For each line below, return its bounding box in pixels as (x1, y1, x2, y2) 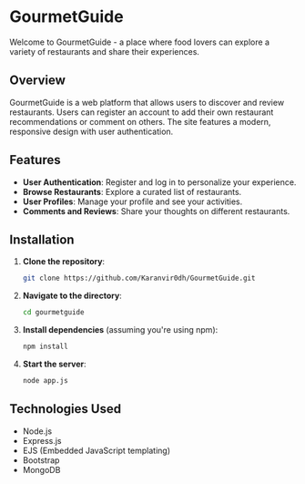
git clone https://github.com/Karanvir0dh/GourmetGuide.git (22, 273, 256, 283)
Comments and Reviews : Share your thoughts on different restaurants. (22, 205, 290, 216)
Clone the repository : (22, 256, 106, 267)
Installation (9, 232, 75, 247)
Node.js (22, 426, 53, 437)
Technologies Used (9, 401, 121, 417)
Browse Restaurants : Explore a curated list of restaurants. (22, 186, 242, 197)
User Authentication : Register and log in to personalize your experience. (22, 176, 297, 188)
